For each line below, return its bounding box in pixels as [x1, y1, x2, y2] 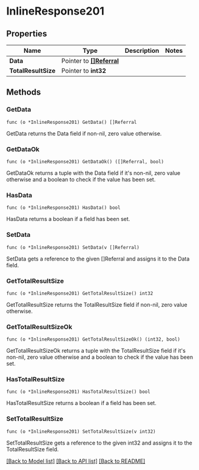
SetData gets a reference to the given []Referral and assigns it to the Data [6, 255, 190, 262]
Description [124, 47, 160, 55]
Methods [6, 87, 41, 98]
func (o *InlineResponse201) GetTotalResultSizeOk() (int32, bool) [6, 336, 181, 342]
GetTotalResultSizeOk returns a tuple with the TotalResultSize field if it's [6, 347, 186, 355]
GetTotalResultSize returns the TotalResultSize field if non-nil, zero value [6, 301, 188, 308]
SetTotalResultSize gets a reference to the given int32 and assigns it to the [6, 439, 192, 446]
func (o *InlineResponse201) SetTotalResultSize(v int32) [6, 428, 156, 435]
